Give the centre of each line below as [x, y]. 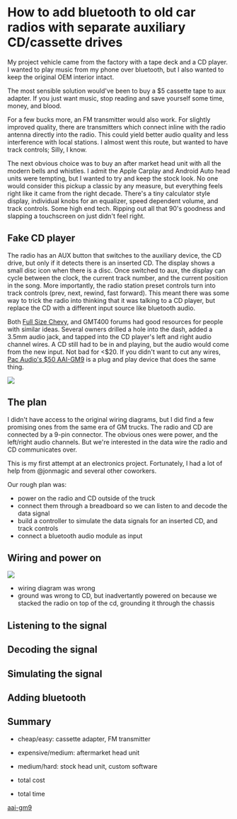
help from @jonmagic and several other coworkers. [82, 471]
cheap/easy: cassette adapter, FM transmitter [84, 739]
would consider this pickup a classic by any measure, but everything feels [115, 185]
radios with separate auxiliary [97, 27]
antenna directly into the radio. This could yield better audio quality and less [118, 134]
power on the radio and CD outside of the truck [86, 498]
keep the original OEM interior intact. [61, 77]
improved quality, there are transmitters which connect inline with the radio [117, 127]
